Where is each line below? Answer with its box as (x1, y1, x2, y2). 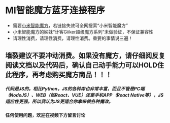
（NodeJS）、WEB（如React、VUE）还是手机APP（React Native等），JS (5, 92, 164, 98)
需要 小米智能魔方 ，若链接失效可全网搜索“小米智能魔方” (12, 22, 128, 28)
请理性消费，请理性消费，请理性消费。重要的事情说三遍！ (12, 35, 133, 41)
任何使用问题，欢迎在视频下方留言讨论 (5, 112, 85, 118)
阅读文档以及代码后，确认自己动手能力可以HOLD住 (5, 61, 164, 70)
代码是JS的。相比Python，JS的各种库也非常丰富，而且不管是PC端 (5, 85, 145, 91)
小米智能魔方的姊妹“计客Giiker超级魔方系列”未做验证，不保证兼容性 (12, 28, 154, 35)
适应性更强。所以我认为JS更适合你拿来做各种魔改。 (5, 98, 113, 104)
